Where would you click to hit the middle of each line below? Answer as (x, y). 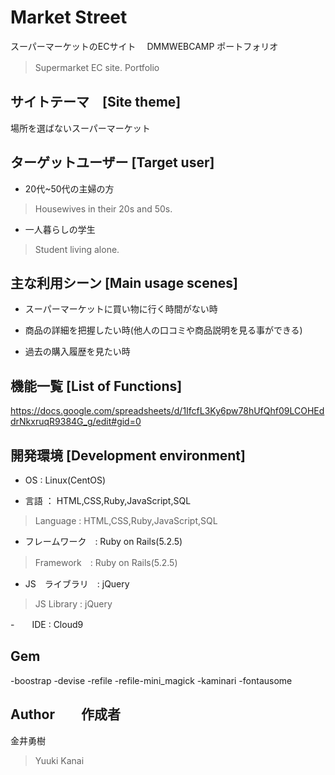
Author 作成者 (65, 714)
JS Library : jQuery (73, 604)
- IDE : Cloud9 (47, 624)
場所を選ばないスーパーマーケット (80, 128)
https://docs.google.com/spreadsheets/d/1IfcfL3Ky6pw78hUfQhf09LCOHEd (167, 411)
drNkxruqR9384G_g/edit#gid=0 (76, 422)
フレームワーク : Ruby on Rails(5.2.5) (103, 541)
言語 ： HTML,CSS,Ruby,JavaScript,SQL (108, 500)
